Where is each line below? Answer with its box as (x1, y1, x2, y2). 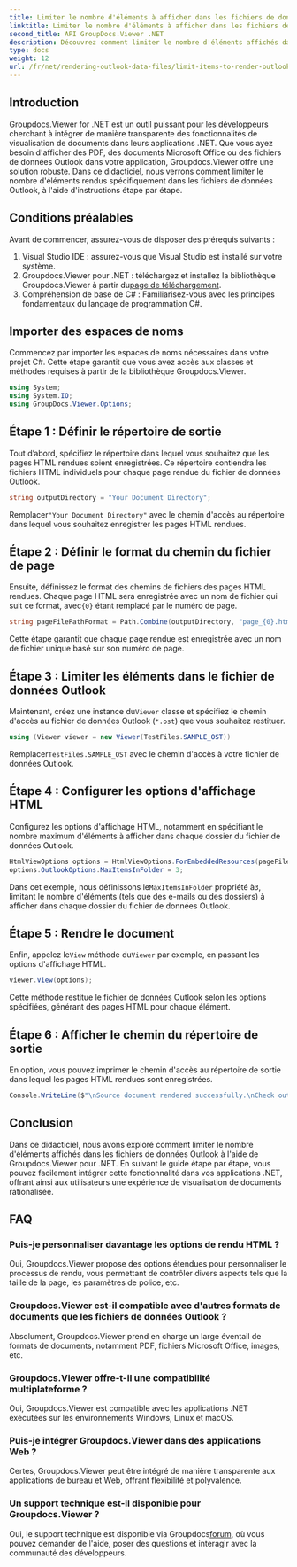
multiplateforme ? (9, 1383, 88, 1395)
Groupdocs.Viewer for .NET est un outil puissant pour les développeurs (9, 119, 269, 129)
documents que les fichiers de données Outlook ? (9, 1311, 227, 1323)
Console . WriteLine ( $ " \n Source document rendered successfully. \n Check (9, 1091, 275, 1100)
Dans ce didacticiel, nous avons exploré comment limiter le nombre (9, 1139, 254, 1150)
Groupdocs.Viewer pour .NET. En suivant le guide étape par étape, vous (9, 1158, 271, 1168)
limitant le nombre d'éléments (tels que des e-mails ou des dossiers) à (9, 891, 265, 901)
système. (21, 261, 56, 271)
